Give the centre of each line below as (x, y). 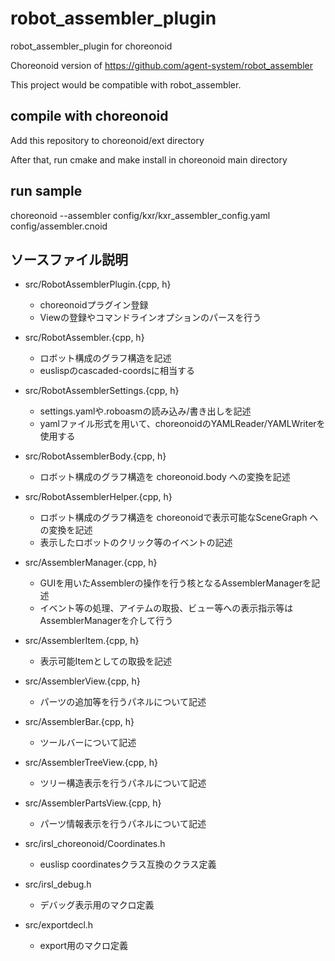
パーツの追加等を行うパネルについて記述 (123, 702)
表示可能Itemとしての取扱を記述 (106, 661)
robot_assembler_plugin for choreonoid (91, 46)
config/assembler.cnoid (59, 226)
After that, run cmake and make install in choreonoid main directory (149, 159)
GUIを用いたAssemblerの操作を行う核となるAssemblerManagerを (175, 583)
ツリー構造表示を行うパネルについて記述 (123, 783)
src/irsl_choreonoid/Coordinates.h (95, 844)
